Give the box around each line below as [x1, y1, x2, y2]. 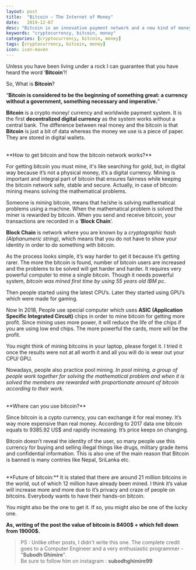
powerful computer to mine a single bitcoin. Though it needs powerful [6, 271, 174, 278]
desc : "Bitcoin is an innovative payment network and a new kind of [6, 25, 176, 31]
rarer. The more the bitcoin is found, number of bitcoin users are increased [6, 258, 185, 266]
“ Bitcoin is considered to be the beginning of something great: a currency [6, 91, 188, 98]
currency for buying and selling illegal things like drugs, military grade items [6, 444, 188, 451]
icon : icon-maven [6, 47, 48, 53]
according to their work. [6, 385, 64, 392]
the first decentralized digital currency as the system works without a [6, 115, 176, 122]
